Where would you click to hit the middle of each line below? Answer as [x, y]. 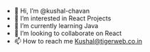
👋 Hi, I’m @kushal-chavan [52, 11]
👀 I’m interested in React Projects [63, 18]
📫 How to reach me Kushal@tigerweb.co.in [78, 41]
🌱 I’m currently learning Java [56, 26]
